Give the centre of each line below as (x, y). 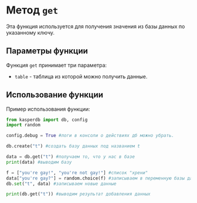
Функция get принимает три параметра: (57, 65)
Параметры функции (47, 51)
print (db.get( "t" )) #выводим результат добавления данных (78, 194)
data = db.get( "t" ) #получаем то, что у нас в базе (70, 157)
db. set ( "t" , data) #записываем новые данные (61, 184)
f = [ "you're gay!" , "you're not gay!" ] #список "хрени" (77, 173)
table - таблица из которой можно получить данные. (81, 76)
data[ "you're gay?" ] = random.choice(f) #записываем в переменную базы (95, 178)
